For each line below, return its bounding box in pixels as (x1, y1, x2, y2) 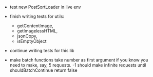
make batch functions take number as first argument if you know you (9, 57, 149, 62)
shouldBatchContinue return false (9, 67, 77, 73)
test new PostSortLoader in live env (9, 4, 81, 10)
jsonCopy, (17, 33, 38, 39)
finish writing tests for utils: (9, 14, 64, 19)
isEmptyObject (17, 38, 47, 44)
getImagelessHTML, (17, 28, 57, 33)
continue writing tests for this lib (9, 48, 75, 53)
